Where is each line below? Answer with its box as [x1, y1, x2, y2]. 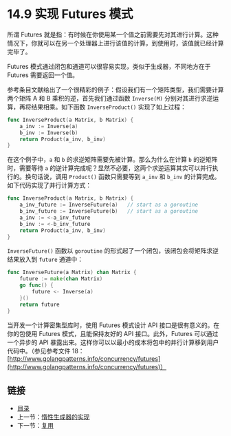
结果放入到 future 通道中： [7, 256, 84, 264]
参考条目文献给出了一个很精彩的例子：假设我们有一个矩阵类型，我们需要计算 [7, 85, 224, 94]
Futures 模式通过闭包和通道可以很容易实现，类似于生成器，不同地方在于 [7, 62, 211, 70]
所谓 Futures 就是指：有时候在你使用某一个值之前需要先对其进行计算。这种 [7, 30, 219, 39]
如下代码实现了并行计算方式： [7, 181, 91, 189]
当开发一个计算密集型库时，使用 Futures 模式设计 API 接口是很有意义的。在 [7, 321, 220, 329]
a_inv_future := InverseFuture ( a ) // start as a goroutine [19, 201, 198, 209]
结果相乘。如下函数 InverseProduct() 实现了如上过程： [30, 103, 187, 111]
